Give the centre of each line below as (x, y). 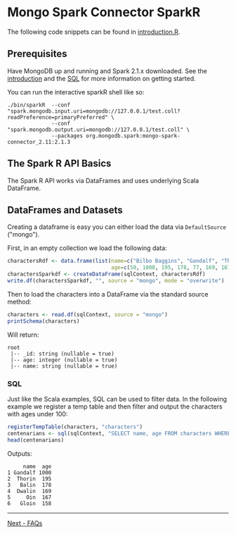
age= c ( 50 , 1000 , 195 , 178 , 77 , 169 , (165, 268)
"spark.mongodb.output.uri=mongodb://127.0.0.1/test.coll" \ (99, 130)
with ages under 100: (38, 414)
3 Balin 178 (29, 485)
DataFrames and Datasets (65, 210)
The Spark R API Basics (59, 164)
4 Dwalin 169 (29, 491)
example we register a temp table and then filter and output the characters (115, 406)
